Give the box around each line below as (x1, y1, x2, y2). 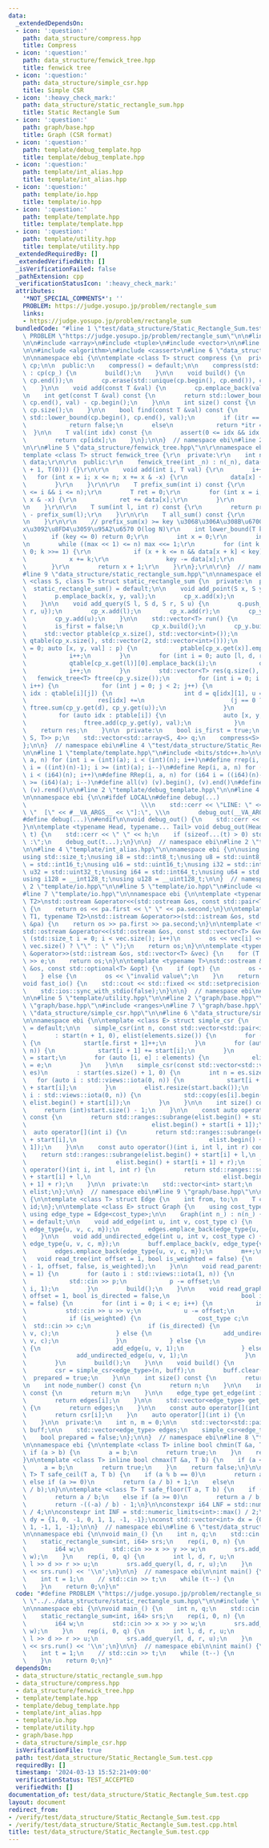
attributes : (15, 287, 56, 295)
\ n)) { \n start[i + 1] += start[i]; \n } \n (22, 1047, 235, 1055)
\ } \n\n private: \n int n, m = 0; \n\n (22, 1419, 178, 1427)
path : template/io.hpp (22, 190, 98, 199)
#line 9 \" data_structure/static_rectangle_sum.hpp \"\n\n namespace (22, 570, 252, 578)
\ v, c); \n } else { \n (22, 1329, 152, 1337)
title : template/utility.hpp (22, 243, 120, 251)
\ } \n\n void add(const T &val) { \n (22, 384, 167, 392)
